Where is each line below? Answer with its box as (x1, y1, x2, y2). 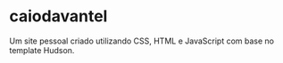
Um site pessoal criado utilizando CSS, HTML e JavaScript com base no (9, 35, 275, 46)
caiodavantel (9, 6, 108, 27)
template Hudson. (9, 44, 75, 55)
